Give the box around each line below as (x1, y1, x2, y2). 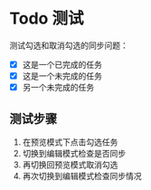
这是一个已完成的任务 (22, 59, 102, 70)
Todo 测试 (9, 8, 84, 29)
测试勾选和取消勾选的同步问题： (9, 40, 128, 51)
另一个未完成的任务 (22, 82, 95, 93)
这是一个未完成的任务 (22, 71, 102, 81)
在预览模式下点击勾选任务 (22, 137, 118, 147)
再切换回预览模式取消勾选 (22, 159, 118, 170)
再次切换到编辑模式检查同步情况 (22, 170, 142, 181)
